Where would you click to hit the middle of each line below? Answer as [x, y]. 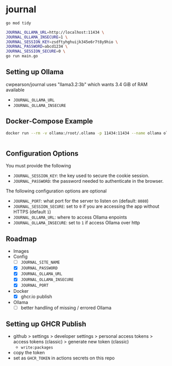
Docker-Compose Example [50, 121]
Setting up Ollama [35, 72]
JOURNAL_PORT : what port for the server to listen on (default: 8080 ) [81, 201]
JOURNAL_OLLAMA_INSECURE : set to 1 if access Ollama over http [77, 223]
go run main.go [22, 56]
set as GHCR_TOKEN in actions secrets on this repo [64, 358]
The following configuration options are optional [56, 191]
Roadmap [21, 239]
